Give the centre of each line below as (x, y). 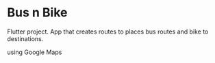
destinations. (25, 38)
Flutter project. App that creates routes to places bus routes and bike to (108, 32)
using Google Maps (35, 52)
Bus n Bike (37, 13)
